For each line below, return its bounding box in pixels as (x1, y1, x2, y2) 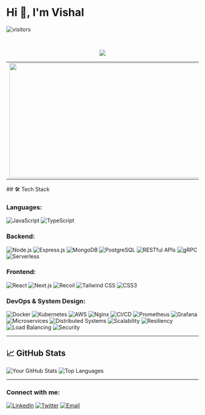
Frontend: (6, 268, 37, 276)
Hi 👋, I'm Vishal (6, 5, 84, 20)
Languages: (6, 203, 43, 211)
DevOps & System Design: (6, 297, 86, 305)
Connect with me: (6, 388, 60, 396)
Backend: (6, 232, 35, 240)
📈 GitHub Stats (6, 348, 66, 358)
